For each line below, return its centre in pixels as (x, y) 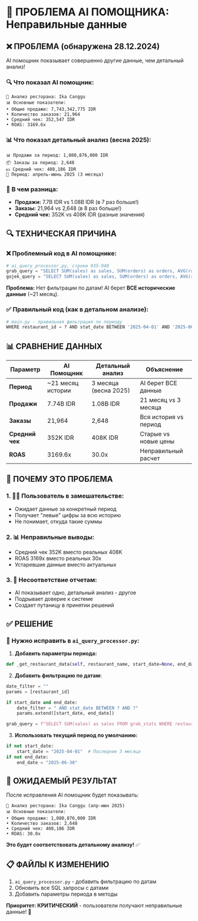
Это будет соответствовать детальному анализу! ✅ (73, 845)
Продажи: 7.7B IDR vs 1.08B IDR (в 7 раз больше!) (77, 202)
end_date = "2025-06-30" (47, 762)
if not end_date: (27, 757)
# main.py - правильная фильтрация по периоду (64, 322)
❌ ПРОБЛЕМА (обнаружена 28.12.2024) (83, 46)
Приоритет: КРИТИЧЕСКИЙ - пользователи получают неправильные (94, 906)
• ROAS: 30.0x (24, 834)
